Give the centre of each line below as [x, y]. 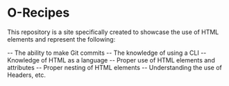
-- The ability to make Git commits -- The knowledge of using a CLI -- [107, 53]
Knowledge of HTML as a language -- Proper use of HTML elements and [111, 60]
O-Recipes [39, 13]
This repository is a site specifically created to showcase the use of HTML [113, 32]
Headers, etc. [27, 75]
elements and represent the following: [61, 39]
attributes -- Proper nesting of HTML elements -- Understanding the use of [114, 67]
